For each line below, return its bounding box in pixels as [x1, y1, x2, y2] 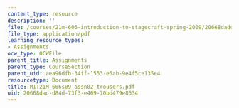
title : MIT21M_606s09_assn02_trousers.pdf [7, 83, 135, 90]
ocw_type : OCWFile [7, 50, 62, 58]
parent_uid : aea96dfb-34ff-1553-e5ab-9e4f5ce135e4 [7, 70, 161, 77]
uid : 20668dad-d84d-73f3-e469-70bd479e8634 [7, 90, 139, 97]
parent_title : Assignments [7, 57, 87, 64]
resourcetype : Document [7, 76, 78, 84]
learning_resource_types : [7, 37, 84, 44]
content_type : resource [7, 10, 78, 18]
